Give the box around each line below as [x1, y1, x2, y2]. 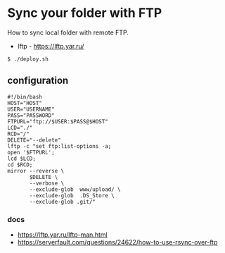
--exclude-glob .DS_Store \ [29, 192, 115, 199]
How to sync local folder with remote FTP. [7, 28, 129, 37]
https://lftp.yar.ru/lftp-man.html [17, 230, 108, 239]
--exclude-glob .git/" [29, 198, 96, 205]
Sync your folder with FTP [7, 5, 162, 21]
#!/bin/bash [7, 93, 42, 100]
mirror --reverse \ [7, 167, 65, 174]
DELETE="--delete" [7, 136, 61, 144]
